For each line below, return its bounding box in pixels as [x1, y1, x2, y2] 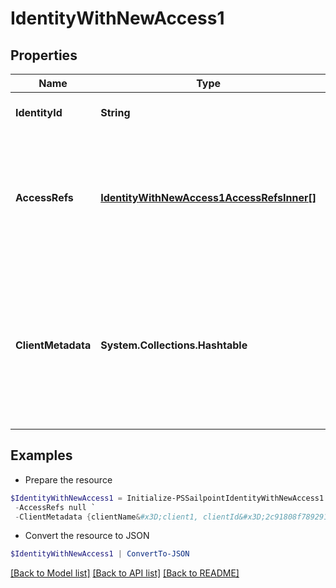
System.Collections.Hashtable [100, 338, 248, 352]
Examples [10, 447, 73, 464]
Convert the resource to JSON [24, 530, 150, 542]
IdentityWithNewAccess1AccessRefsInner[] [100, 191, 317, 204]
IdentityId [15, 106, 63, 119]
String [100, 106, 131, 119]
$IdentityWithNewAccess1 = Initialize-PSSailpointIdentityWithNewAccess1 [10, 493, 325, 503]
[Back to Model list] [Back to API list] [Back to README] [10, 567, 240, 579]
